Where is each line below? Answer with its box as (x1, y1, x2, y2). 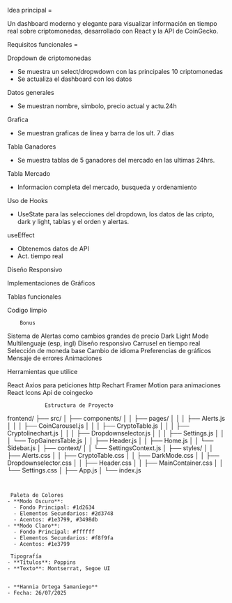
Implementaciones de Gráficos (7, 279, 95, 287)
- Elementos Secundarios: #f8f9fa (13, 535, 114, 542)
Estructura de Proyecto (44, 402, 114, 409)
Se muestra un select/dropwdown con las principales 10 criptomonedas (17, 68, 223, 75)
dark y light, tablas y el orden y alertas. (17, 218, 130, 225)
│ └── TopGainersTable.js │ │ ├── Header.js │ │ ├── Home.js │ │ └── (7, 436, 214, 445)
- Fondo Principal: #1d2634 (13, 504, 95, 511)
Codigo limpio (7, 306, 47, 314)
